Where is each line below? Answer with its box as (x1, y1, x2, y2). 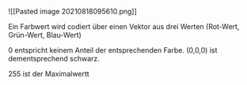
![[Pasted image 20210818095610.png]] (8, 7, 137, 16)
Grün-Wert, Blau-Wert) (8, 31, 82, 39)
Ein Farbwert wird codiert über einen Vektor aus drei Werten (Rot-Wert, (8, 22, 240, 31)
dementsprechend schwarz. (8, 54, 101, 63)
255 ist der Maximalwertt (8, 69, 89, 78)
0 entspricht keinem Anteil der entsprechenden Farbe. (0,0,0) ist (8, 46, 218, 54)
